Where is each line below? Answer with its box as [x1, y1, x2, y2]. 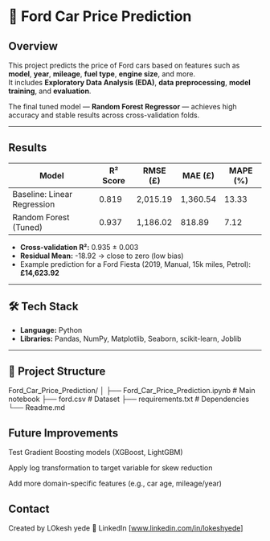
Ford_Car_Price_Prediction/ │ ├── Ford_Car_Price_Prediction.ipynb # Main [8, 386, 256, 396]
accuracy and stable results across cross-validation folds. [8, 110, 200, 120]
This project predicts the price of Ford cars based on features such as [8, 60, 240, 70]
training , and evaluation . [8, 86, 92, 96]
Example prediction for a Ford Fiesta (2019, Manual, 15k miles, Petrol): [19, 259, 252, 268]
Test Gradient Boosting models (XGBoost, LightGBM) [8, 448, 183, 457]
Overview [8, 39, 59, 53]
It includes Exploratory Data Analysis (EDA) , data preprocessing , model [8, 78, 251, 87]
